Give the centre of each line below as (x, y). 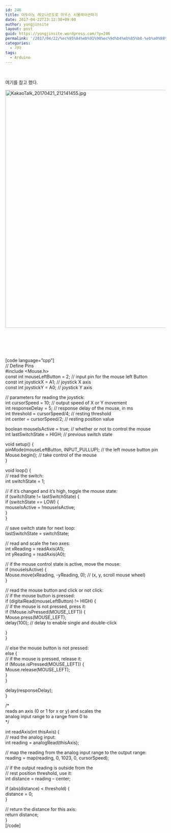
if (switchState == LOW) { (32, 502)
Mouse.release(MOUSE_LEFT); (38, 670)
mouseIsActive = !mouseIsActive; (40, 508)
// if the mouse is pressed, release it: (44, 659)
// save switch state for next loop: (40, 528)
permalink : (17, 39)
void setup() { (20, 444)
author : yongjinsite (27, 24)
